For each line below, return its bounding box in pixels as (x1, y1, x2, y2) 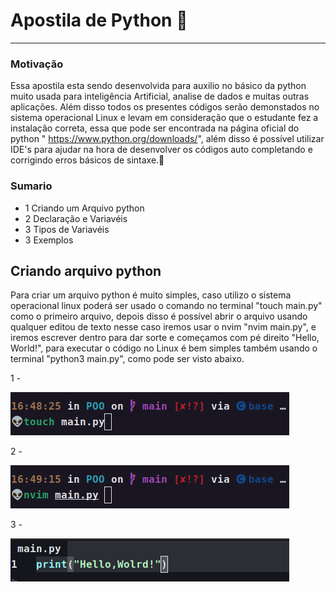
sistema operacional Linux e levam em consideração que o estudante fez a (10, 112, 319, 124)
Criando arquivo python (10, 262, 162, 279)
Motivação (10, 57, 64, 71)
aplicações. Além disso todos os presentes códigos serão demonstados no (10, 101, 320, 113)
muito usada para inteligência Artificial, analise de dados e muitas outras (10, 90, 310, 103)
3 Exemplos (24, 234, 74, 246)
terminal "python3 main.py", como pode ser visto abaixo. (10, 353, 245, 365)
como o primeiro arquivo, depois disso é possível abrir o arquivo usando (10, 310, 308, 323)
